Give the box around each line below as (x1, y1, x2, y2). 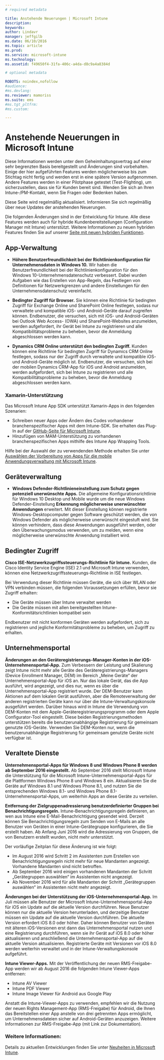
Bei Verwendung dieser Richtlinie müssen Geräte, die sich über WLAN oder (5, 579, 156, 585)
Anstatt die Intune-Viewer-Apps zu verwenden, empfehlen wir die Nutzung (5, 1000, 155, 1006)
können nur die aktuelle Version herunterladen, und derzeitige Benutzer (5, 909, 149, 915)
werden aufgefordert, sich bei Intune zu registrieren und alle (12, 369, 133, 375)
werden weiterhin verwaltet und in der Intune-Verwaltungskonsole (5, 945, 138, 951)
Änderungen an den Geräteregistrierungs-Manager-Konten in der (5, 657, 142, 662)
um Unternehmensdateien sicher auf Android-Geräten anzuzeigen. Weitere (5, 1015, 156, 1021)
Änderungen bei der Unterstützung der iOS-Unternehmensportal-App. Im (5, 894, 158, 899)
